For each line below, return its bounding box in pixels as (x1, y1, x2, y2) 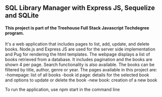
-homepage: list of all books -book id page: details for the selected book (5, 72, 149, 78)
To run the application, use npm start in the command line (5, 86, 120, 92)
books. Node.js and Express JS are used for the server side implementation (5, 46, 156, 52)
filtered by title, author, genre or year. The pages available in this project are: (5, 66, 157, 72)
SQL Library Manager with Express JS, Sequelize (5, 4, 155, 12)
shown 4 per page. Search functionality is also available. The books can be (5, 62, 155, 67)
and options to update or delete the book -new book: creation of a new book (5, 77, 158, 83)
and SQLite (5, 12, 39, 20)
